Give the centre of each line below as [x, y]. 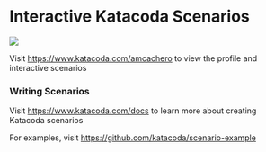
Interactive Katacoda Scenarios [129, 17]
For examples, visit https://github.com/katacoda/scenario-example [133, 138]
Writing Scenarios [49, 91]
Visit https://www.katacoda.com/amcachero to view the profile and [133, 58]
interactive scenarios [48, 67]
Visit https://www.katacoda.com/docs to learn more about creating [133, 111]
